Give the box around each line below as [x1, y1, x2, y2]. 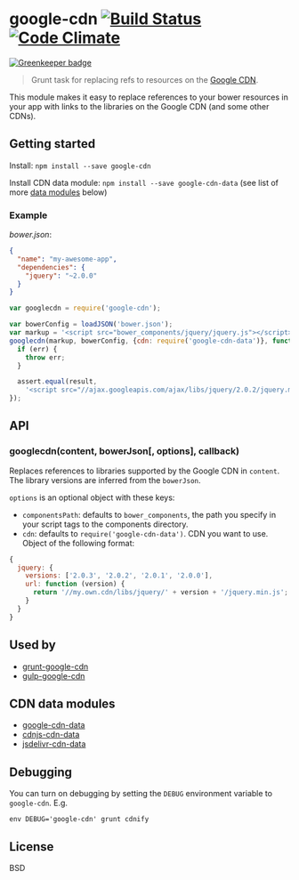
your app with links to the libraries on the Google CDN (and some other [9, 101, 270, 111]
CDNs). [9, 110, 36, 121]
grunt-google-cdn [21, 661, 89, 672]
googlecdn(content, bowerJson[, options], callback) [9, 445, 240, 457]
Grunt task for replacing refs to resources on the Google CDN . [30, 74, 259, 85]
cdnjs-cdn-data [21, 730, 80, 740]
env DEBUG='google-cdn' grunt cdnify [9, 815, 149, 824]
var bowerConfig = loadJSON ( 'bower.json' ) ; [9, 320, 174, 329]
